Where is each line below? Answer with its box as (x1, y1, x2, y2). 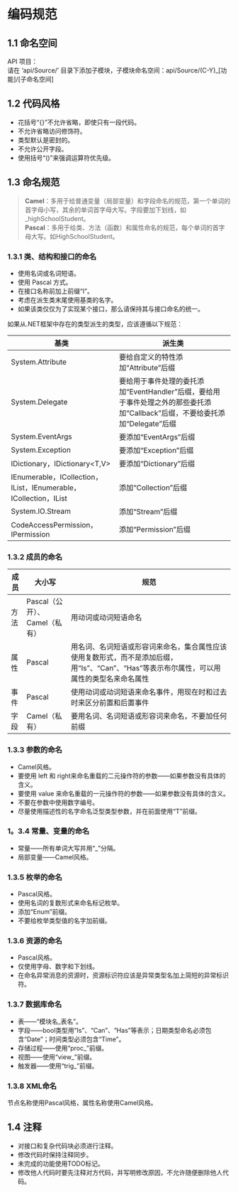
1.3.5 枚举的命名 (7, 872, 62, 882)
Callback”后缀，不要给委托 (129, 408, 218, 418)
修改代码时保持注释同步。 (17, 1150, 93, 1159)
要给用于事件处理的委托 (119, 376, 198, 386)
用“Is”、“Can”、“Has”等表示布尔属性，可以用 (70, 663, 221, 673)
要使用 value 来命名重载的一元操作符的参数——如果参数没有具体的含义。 (17, 789, 230, 798)
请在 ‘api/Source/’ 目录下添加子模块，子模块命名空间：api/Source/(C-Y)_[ (7, 66, 221, 75)
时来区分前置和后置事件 (70, 698, 149, 708)
